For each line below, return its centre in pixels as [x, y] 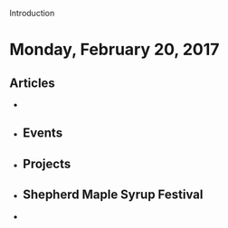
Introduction [32, 13]
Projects [47, 163]
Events [43, 133]
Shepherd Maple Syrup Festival [113, 195]
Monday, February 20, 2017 [114, 50]
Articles [33, 83]
